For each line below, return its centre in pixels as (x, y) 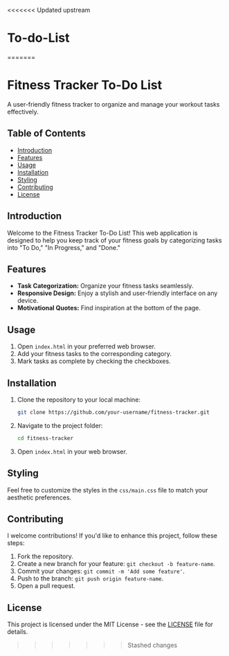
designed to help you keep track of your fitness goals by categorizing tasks (115, 240)
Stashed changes (153, 645)
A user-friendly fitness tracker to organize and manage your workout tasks (113, 104)
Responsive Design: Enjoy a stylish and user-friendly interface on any (117, 293)
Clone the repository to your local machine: (79, 399)
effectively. (23, 112)
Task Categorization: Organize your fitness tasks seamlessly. (105, 286)
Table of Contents (47, 133)
